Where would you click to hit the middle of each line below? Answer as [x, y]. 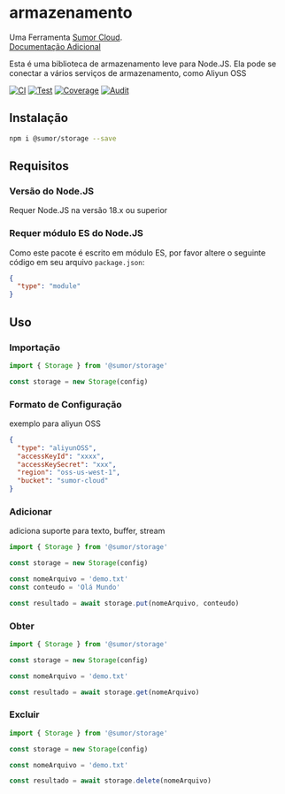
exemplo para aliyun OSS [55, 424]
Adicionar [31, 512]
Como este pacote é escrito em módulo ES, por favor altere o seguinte [138, 252]
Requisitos [39, 166]
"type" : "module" [49, 286]
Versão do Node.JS [52, 191]
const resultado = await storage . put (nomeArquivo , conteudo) [124, 603]
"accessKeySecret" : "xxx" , [67, 464]
